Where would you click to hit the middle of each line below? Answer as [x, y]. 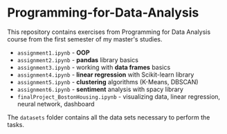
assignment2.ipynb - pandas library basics [78, 59]
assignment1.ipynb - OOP [53, 52]
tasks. [16, 124]
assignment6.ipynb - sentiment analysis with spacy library [100, 89]
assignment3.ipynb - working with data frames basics [94, 67]
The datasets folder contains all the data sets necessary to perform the [109, 117]
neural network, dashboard [56, 104]
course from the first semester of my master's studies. [85, 39]
